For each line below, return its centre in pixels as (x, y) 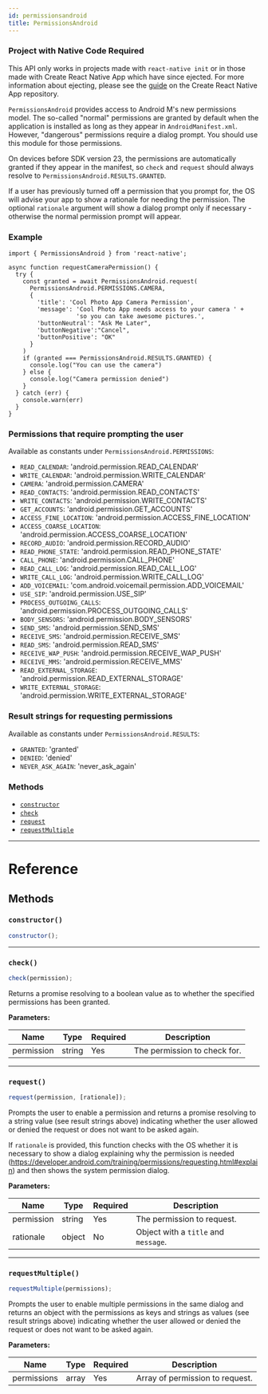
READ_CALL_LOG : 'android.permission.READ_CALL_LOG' (108, 569)
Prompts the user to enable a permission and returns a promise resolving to (132, 1112)
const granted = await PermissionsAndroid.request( (110, 282)
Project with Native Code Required (77, 51)
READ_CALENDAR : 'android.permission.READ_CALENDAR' (109, 467)
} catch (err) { (42, 393)
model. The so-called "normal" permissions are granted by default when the (134, 117)
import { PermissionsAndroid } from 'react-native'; (98, 254)
